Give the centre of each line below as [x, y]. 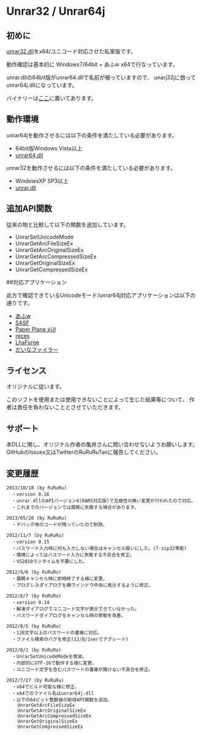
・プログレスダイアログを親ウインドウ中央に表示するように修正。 [82, 585]
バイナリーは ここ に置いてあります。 [51, 98]
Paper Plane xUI [36, 329]
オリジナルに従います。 [36, 387]
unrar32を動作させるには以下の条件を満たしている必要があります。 [91, 167]
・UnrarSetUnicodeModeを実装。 [49, 657]
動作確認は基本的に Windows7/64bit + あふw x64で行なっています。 [92, 64]
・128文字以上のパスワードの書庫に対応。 [57, 633]
